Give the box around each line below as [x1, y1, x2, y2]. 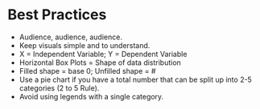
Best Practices [7, 6, 107, 24]
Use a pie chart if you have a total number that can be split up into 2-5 [19, 75, 253, 84]
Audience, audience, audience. [19, 32, 122, 42]
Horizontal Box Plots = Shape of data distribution [19, 58, 182, 67]
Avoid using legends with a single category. [19, 91, 164, 101]
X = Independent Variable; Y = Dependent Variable [19, 49, 188, 59]
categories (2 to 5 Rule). [19, 83, 100, 93]
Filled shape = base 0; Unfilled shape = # [19, 66, 156, 75]
